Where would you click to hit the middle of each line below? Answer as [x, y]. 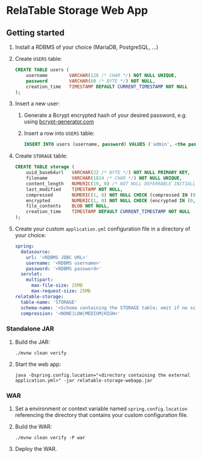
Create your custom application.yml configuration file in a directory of [103, 229]
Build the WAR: [33, 426]
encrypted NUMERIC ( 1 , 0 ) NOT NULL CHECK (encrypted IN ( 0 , [111, 200]
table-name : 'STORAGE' [49, 302]
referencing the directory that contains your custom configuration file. [101, 415]
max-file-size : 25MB [57, 286]
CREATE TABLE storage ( [45, 167]
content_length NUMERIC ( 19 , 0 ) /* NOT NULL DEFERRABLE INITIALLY [112, 184]
